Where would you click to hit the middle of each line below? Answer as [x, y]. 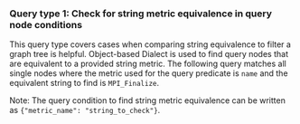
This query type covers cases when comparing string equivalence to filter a [150, 44]
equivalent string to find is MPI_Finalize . [84, 83]
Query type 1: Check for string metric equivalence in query [141, 14]
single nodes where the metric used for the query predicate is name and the [149, 73]
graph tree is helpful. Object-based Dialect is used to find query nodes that [149, 54]
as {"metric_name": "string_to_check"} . [85, 110]
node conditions [46, 24]
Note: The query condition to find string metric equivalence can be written [148, 100]
